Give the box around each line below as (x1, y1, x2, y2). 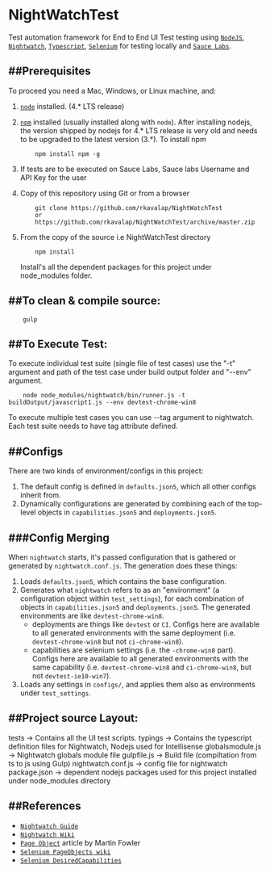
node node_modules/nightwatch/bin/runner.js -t (23, 392, 185, 400)
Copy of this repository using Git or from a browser (19, 188, 190, 198)
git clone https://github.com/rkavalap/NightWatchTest (35, 204, 223, 212)
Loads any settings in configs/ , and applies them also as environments (19, 680, 255, 689)
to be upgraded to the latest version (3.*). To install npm (19, 134, 207, 144)
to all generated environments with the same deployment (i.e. (31, 628, 236, 637)
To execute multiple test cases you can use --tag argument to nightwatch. (8, 413, 255, 422)
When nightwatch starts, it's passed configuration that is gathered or (8, 552, 236, 562)
